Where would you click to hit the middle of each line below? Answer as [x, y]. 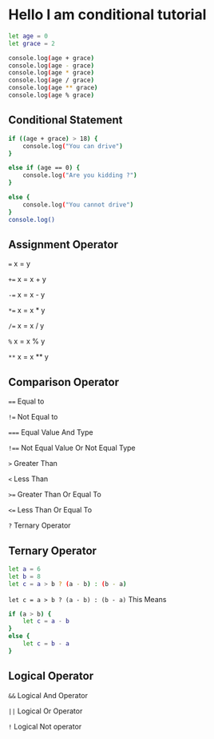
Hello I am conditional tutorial [107, 15]
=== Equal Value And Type [51, 432]
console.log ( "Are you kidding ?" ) [80, 175]
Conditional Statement [65, 120]
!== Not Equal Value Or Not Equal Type [72, 448]
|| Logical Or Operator [46, 711]
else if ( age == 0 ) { [44, 168]
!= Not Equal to [33, 417]
